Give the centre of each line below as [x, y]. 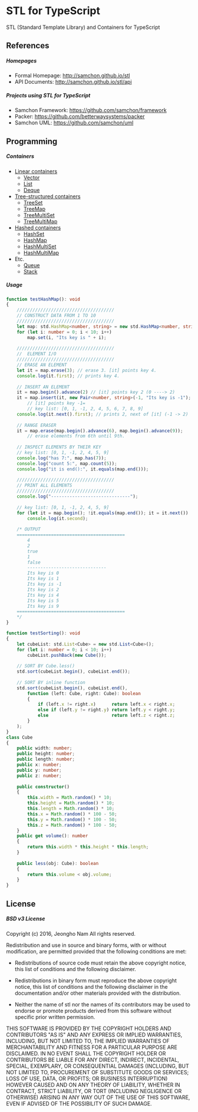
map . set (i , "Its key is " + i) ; [67, 337]
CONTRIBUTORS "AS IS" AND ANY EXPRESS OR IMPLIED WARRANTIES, [94, 1034]
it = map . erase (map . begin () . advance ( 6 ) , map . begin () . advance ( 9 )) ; [100, 431]
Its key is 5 [43, 601]
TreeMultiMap [40, 221]
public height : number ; [46, 754]
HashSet [34, 233]
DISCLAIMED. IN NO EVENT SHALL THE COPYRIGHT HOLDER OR [86, 1053]
